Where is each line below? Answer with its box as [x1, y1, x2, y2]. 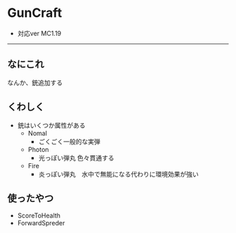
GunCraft [7, 5, 63, 21]
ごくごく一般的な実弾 [38, 137, 100, 146]
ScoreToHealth [17, 211, 61, 220]
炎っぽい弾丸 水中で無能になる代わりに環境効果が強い [38, 170, 199, 178]
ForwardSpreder [17, 219, 65, 227]
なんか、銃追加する [7, 78, 63, 87]
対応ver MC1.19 [17, 29, 62, 37]
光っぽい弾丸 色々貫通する [38, 153, 114, 162]
